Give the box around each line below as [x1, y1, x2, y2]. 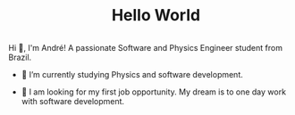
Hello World [111, 5, 201, 26]
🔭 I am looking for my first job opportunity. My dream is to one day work [21, 86, 287, 97]
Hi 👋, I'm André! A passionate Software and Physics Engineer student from [8, 42, 283, 53]
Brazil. [8, 52, 32, 62]
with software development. [21, 95, 125, 106]
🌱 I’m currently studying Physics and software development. [21, 69, 243, 79]
